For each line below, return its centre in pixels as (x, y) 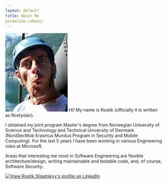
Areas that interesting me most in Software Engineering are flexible (74, 156)
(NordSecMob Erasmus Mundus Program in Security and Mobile (71, 135)
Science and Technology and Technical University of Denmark (70, 130)
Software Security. (24, 166)
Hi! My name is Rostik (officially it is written (113, 110)
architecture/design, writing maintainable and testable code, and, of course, (83, 161)
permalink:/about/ (24, 21)
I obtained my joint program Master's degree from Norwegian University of (82, 125)
